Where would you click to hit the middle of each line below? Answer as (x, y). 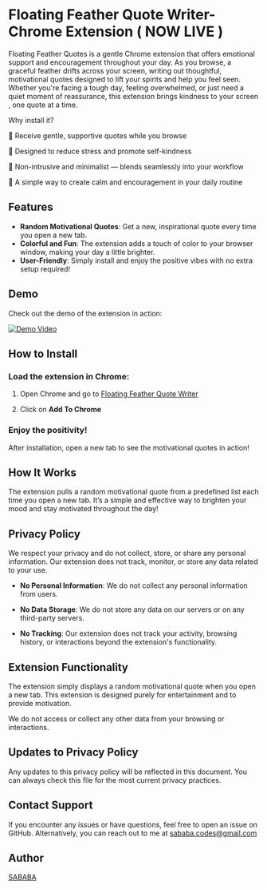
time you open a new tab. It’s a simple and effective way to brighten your (128, 500)
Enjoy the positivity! (48, 431)
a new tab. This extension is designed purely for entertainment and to (122, 695)
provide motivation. (40, 703)
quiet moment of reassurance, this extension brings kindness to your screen (133, 96)
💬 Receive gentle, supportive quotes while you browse (98, 135)
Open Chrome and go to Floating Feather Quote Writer (109, 394)
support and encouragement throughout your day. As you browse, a (120, 62)
